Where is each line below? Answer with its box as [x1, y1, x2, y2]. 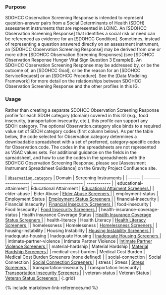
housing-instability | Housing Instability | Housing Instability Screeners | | [5, 227, 154, 233]
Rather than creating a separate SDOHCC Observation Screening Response [5, 107, 160, 113]
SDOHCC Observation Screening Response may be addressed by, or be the [5, 62, 160, 68]
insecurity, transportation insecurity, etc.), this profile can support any [5, 118, 148, 124]
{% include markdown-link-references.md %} [5, 285, 98, 291]
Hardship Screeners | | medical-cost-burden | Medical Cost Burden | [5, 248, 145, 254]
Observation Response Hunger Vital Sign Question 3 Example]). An [5, 57, 142, 63]
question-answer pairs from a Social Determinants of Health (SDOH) [5, 20, 145, 26]
